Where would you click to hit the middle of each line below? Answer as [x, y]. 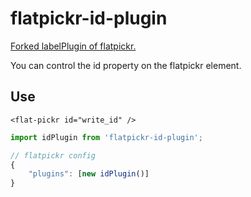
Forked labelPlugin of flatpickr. [73, 46]
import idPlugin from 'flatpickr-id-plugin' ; [106, 137]
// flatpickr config [53, 155]
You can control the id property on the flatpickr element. [126, 65]
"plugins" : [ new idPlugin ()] [89, 174]
